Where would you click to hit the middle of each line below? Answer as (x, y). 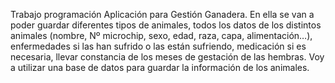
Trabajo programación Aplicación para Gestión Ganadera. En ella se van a (162, 14)
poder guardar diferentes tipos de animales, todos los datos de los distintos (166, 25)
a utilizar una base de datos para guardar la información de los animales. (160, 67)
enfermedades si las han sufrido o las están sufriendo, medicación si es (158, 46)
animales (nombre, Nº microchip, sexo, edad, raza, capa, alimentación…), (161, 35)
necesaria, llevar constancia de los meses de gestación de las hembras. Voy (167, 57)
